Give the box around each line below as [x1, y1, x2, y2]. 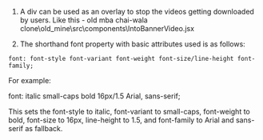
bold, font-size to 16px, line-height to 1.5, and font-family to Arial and [8, 115, 234, 125]
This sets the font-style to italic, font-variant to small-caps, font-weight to [8, 107, 250, 116]
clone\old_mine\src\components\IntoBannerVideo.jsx [19, 24, 194, 33]
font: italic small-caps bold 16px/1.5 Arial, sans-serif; [8, 91, 181, 101]
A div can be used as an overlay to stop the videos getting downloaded [19, 7, 254, 16]
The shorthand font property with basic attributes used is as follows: [19, 39, 245, 49]
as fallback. [25, 124, 63, 133]
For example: [8, 76, 52, 85]
